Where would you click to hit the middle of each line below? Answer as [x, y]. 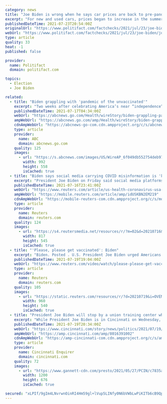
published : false [23, 51]
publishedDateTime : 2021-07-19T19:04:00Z [57, 259]
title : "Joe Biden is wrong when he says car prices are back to [74, 14]
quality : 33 [17, 42]
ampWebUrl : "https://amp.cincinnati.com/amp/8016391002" [74, 334]
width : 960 [34, 301]
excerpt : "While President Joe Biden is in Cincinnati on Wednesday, [88, 320]
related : [14, 97]
